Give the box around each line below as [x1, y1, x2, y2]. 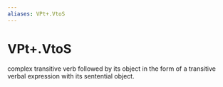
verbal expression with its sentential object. [7, 71, 135, 80]
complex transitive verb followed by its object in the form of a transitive [7, 64, 216, 73]
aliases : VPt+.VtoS [7, 10, 66, 18]
